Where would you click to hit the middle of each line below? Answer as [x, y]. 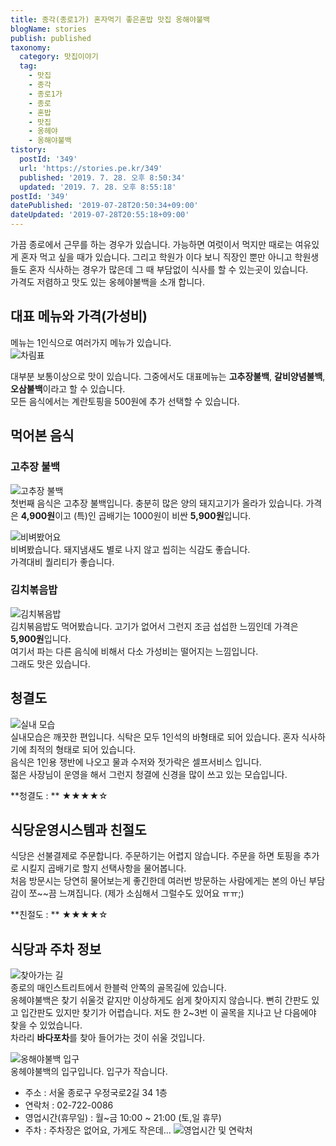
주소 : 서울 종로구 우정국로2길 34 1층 [96, 1093]
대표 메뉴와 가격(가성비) [79, 316]
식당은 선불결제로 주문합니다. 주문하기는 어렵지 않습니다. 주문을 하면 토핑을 [156, 856]
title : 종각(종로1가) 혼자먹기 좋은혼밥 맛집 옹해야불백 [110, 19]
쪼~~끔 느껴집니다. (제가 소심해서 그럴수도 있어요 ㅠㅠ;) [136, 893]
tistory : [28, 150]
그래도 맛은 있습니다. [50, 663]
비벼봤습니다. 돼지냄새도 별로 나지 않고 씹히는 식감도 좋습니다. [130, 549]
